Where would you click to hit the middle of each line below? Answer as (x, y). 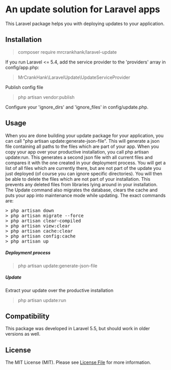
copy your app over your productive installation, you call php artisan (77, 151)
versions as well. (23, 334)
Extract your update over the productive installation (59, 290)
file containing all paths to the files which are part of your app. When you (82, 146)
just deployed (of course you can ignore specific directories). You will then (84, 173)
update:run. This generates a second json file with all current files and (79, 157)
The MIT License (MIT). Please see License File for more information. (78, 362)
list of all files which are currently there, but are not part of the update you (83, 168)
